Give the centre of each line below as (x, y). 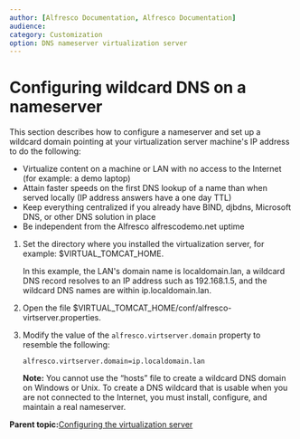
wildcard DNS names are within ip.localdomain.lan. (117, 291)
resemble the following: (66, 345)
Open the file (47, 308)
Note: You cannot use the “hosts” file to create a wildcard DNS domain (154, 378)
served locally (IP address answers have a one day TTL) (127, 198)
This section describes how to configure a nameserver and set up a (135, 132)
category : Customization (56, 34)
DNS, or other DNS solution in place (89, 217)
